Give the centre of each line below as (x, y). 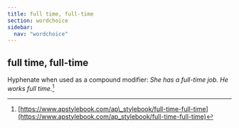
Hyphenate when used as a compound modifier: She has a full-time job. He (118, 80)
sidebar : (20, 27)
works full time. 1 (31, 88)
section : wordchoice (38, 21)
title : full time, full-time (51, 14)
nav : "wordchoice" (41, 34)
